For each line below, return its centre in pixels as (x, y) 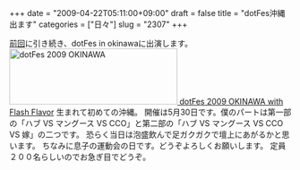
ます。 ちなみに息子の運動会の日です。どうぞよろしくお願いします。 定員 (151, 145)
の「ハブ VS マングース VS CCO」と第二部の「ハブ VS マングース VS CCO (146, 123)
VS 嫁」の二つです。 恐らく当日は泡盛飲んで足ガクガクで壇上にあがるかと (146, 134)
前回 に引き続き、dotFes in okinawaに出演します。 (101, 43)
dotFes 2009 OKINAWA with (231, 102)
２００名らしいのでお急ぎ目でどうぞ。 (80, 157)
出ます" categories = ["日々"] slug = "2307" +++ (99, 24)
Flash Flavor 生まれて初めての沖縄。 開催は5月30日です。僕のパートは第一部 (150, 112)
